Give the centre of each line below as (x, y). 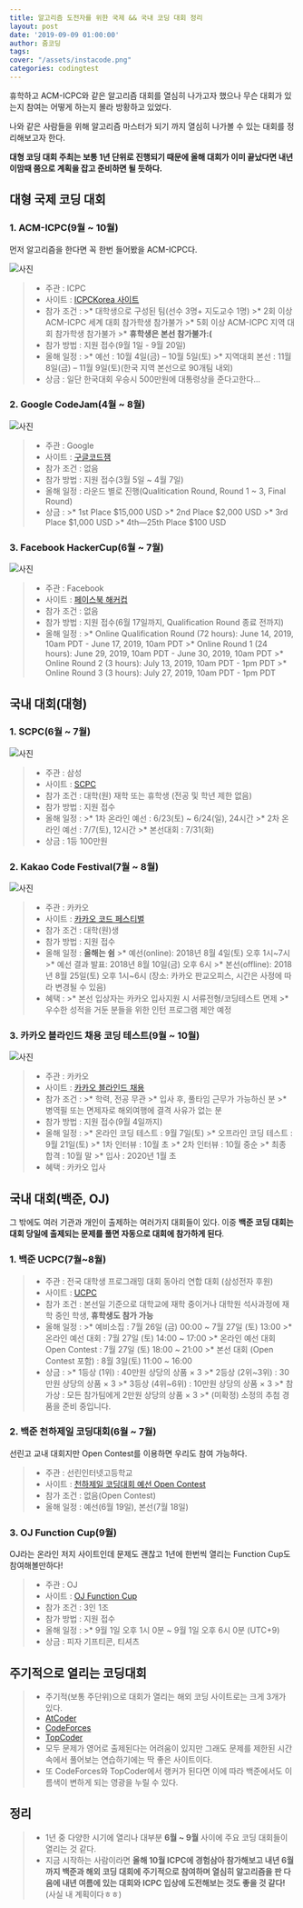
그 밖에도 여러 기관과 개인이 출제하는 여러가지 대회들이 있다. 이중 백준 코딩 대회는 (151, 1223)
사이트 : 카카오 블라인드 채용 (95, 1088)
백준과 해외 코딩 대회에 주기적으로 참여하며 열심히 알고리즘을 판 (172, 1871)
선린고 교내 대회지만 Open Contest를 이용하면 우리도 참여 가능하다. (128, 1453)
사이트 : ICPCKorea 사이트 (92, 299)
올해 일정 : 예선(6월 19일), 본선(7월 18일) (117, 1506)
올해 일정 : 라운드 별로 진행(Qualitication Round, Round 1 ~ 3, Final (166, 491)
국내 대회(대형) (49, 704)
